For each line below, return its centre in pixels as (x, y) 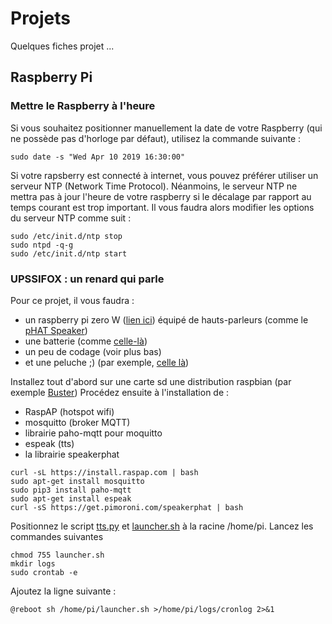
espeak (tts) (49, 443)
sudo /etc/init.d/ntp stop (66, 236)
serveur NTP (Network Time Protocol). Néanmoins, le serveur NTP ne (154, 186)
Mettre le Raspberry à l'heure (83, 106)
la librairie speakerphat (72, 454)
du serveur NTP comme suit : (71, 218)
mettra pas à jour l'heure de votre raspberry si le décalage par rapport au (161, 196)
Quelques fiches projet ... (62, 46)
